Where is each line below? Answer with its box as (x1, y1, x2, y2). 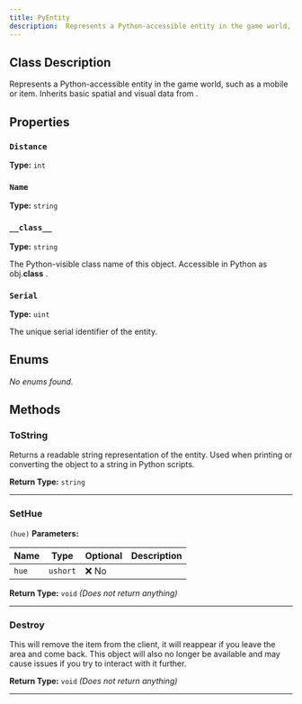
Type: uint (9, 308, 50, 320)
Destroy (9, 618, 45, 631)
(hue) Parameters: (9, 528, 79, 538)
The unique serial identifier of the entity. (9, 326, 158, 337)
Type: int (9, 159, 47, 170)
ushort (48, 565, 76, 576)
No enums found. (9, 375, 74, 387)
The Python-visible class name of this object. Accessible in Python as (9, 258, 268, 269)
